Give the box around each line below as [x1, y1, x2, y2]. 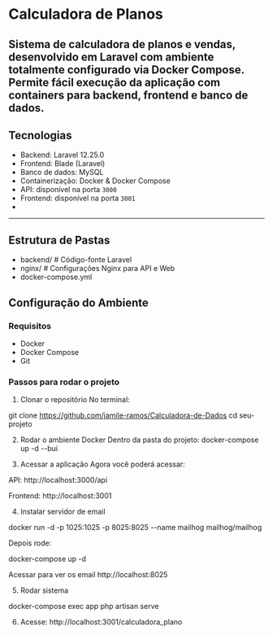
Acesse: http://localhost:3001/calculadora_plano [19, 617, 183, 627]
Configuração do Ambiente [8, 296, 149, 309]
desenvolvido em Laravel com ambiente [8, 50, 214, 63]
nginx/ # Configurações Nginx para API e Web [19, 264, 175, 274]
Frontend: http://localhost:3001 [8, 491, 112, 501]
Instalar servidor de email [19, 506, 106, 517]
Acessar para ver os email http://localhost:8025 [8, 570, 168, 580]
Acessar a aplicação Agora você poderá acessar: [19, 459, 185, 469]
